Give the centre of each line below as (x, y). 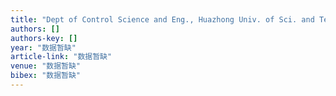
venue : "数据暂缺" (46, 66)
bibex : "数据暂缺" (46, 76)
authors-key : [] (44, 38)
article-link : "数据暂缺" (61, 57)
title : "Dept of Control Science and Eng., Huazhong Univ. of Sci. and (162, 19)
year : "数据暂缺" (43, 47)
